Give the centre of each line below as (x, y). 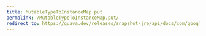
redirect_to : (23, 23)
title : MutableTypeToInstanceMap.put (55, 12)
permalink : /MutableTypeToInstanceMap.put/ (63, 18)
